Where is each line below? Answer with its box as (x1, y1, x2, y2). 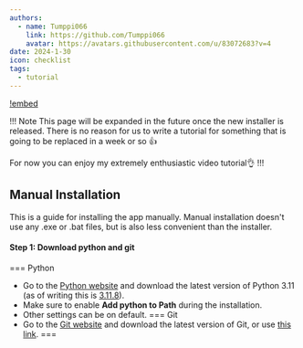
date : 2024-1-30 (9, 47, 71, 57)
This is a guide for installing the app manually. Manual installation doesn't (9, 211, 285, 222)
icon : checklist (9, 56, 71, 65)
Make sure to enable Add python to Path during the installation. (22, 299, 263, 311)
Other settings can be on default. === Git (22, 309, 178, 320)
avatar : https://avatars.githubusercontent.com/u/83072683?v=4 (26, 38, 272, 48)
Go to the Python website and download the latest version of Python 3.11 (22, 279, 295, 290)
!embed (9, 98, 38, 109)
